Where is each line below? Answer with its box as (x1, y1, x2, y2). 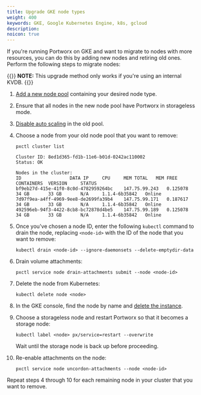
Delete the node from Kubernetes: (15, 280, 100, 287)
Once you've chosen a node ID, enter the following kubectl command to (15, 223, 194, 230)
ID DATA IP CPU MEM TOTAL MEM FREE (15, 175, 178, 182)
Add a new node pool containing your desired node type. (15, 90, 157, 98)
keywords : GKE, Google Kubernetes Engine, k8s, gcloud (7, 20, 147, 26)
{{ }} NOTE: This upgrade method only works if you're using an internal (7, 72, 182, 80)
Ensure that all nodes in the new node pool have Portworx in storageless (15, 102, 195, 109)
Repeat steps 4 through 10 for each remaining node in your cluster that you (7, 376, 193, 384)
